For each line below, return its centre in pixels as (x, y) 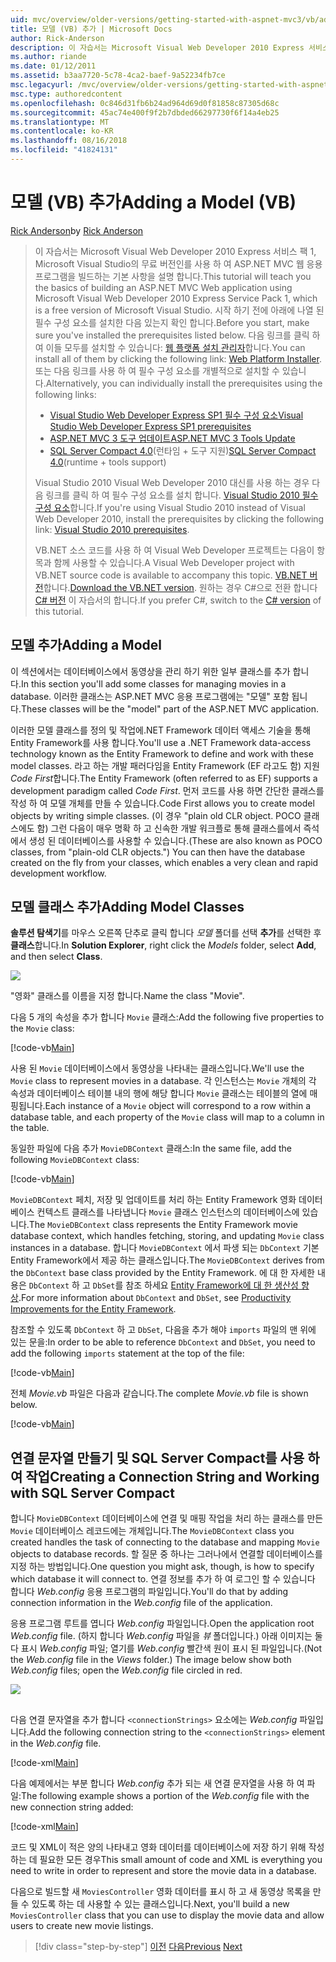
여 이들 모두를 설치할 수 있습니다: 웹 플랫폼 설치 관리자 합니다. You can (170, 347)
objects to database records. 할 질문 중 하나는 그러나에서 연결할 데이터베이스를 (166, 1554)
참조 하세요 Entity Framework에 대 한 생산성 (212, 1285)
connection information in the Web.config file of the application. (141, 1603)
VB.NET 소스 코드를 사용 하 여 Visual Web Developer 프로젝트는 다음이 (174, 550)
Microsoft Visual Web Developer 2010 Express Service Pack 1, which (176, 298)
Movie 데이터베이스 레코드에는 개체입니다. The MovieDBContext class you (152, 1531)
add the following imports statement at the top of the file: (127, 1353)
